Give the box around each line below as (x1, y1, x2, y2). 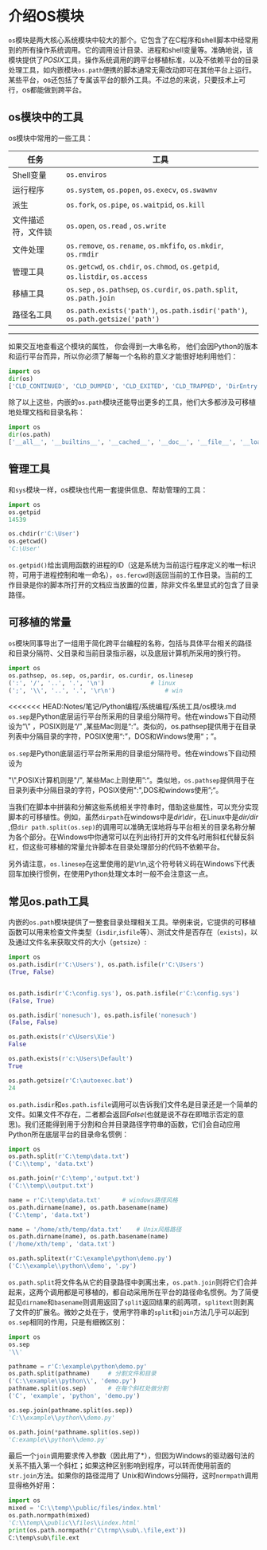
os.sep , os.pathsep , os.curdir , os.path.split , (66, 284, 238, 295)
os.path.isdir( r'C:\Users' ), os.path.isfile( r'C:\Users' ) (8, 961, 204, 969)
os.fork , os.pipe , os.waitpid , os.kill (66, 198, 205, 210)
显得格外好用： (8, 1481, 57, 1490)
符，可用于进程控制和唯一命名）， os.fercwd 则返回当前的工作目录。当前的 (8, 571, 246, 580)
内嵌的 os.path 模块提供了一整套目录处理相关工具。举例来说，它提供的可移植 (8, 917, 257, 927)
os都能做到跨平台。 (21, 84, 86, 94)
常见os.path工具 (8, 894, 90, 908)
